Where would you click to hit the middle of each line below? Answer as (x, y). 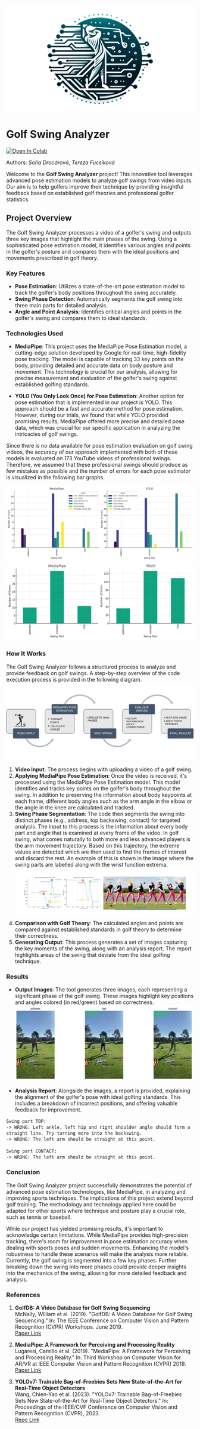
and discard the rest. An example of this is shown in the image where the (104, 858)
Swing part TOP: (26, 1122)
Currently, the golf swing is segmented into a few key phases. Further (91, 1260)
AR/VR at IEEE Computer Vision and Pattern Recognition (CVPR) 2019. (100, 1364)
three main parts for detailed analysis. (61, 305)
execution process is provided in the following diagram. (74, 679)
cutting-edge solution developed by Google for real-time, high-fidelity (100, 353)
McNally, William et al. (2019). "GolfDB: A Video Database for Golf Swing (104, 1314)
